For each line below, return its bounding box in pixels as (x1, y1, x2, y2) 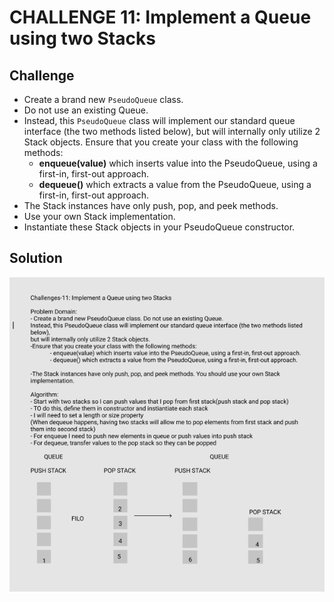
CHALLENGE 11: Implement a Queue (9, 6, 312, 29)
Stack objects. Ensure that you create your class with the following (23, 136, 299, 148)
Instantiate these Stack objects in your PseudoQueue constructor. (23, 221, 296, 233)
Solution (9, 250, 63, 267)
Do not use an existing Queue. (23, 104, 149, 116)
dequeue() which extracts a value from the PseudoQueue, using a (38, 179, 312, 190)
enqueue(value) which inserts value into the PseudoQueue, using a (38, 157, 318, 169)
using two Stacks (9, 27, 156, 50)
